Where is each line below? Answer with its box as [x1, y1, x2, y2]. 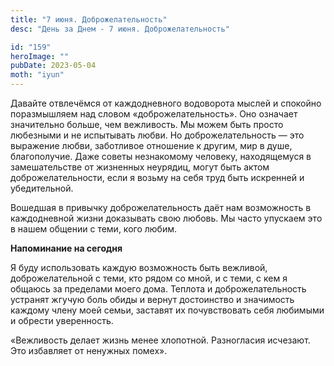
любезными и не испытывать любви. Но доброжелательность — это [10, 129, 305, 141]
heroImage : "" [10, 51, 70, 61]
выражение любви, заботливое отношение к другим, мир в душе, [10, 140, 293, 151]
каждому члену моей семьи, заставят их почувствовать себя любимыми [10, 304, 325, 316]
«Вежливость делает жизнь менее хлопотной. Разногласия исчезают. [10, 334, 311, 346]
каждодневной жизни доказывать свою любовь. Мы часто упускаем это [10, 212, 323, 224]
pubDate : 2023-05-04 [10, 61, 97, 71]
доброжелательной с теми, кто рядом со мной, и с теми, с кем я [10, 272, 288, 284]
